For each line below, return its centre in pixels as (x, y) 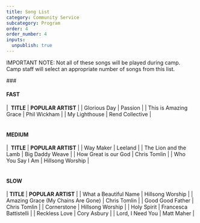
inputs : (16, 40)
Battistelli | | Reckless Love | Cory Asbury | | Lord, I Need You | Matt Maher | (100, 213)
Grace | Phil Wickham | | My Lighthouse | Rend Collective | (79, 115)
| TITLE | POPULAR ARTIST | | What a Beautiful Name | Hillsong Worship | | (100, 194)
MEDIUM (17, 134)
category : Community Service (43, 17)
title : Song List (28, 12)
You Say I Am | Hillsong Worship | (48, 161)
